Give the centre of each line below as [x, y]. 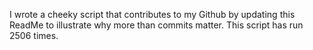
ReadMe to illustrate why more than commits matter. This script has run [156, 25]
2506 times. [34, 35]
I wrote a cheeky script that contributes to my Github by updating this [152, 14]
